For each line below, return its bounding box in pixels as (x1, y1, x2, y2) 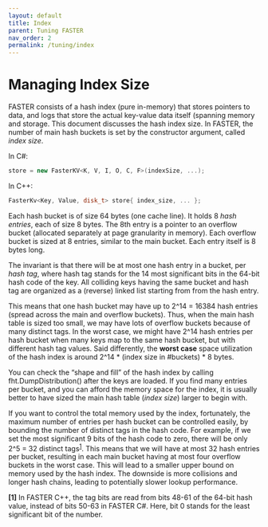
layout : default (8, 11, 62, 20)
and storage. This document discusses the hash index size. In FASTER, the (8, 119, 254, 128)
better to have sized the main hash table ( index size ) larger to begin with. (8, 392, 248, 403)
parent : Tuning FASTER (8, 26, 84, 34)
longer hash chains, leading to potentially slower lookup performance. (8, 478, 238, 487)
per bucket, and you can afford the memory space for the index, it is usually (8, 384, 258, 394)
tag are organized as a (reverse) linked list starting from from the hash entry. (8, 285, 259, 295)
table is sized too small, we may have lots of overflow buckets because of (8, 318, 251, 328)
